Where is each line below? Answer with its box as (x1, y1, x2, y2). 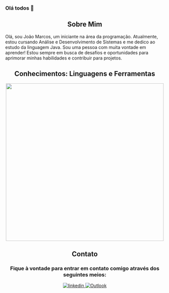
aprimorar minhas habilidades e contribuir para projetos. (5, 55, 123, 61)
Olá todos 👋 (5, 5, 34, 12)
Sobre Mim (67, 20, 102, 29)
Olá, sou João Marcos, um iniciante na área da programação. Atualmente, (5, 33, 158, 39)
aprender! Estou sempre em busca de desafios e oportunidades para (5, 49, 149, 55)
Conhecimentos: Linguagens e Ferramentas (14, 70, 155, 78)
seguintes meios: (63, 271, 107, 278)
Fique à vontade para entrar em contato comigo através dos (10, 265, 160, 272)
